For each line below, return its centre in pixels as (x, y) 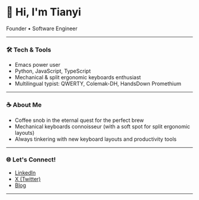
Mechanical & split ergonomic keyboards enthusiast (78, 78)
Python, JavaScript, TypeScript (53, 71)
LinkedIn (25, 172)
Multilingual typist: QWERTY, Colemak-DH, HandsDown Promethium (98, 84)
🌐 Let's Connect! (31, 160)
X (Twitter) (28, 179)
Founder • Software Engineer (42, 28)
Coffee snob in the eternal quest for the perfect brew (79, 120)
